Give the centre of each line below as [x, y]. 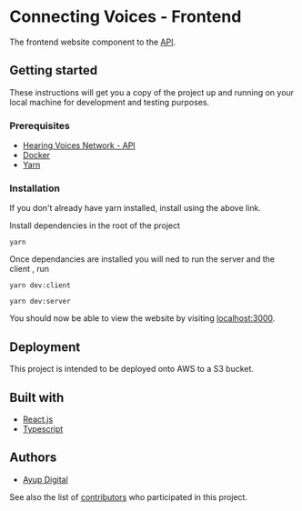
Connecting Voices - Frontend [126, 17]
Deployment [45, 347]
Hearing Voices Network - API [79, 145]
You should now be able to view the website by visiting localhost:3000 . [142, 318]
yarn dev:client [40, 286]
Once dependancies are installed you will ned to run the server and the [142, 259]
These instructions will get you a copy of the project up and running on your [151, 92]
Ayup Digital [45, 479]
